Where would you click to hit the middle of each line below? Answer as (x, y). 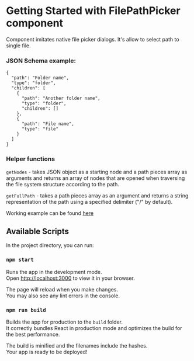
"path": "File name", (48, 124)
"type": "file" (40, 129)
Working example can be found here (50, 213)
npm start (20, 260)
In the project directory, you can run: (50, 245)
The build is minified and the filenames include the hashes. (77, 345)
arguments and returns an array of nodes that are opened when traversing (96, 178)
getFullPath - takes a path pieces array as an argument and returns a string (97, 195)
